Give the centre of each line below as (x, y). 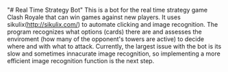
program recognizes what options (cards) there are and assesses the (104, 32)
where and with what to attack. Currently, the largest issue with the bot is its (114, 46)
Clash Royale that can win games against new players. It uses (94, 17)
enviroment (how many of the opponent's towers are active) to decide (105, 39)
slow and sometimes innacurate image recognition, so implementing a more (114, 53)
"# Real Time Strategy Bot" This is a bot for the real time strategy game (107, 10)
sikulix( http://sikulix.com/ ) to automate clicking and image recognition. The (113, 24)
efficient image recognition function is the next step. (81, 61)
